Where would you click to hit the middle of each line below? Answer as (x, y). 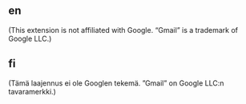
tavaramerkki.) (32, 91)
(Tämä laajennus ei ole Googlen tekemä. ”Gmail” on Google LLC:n (116, 83)
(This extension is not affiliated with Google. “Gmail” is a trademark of (123, 30)
